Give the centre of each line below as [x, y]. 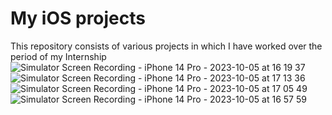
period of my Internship [58, 56]
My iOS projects [78, 18]
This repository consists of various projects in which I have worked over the [166, 46]
